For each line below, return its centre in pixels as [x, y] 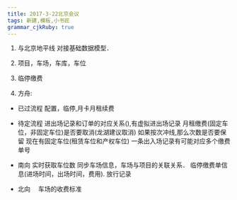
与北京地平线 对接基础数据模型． [65, 48]
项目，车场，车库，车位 [52, 63]
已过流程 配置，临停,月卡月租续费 [66, 109]
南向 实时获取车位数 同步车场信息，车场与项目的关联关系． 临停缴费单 [119, 165]
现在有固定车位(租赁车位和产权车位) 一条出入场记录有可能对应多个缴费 [128, 141]
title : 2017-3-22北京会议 [44, 14]
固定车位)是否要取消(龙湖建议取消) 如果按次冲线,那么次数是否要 [128, 133]
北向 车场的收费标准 [50, 189]
